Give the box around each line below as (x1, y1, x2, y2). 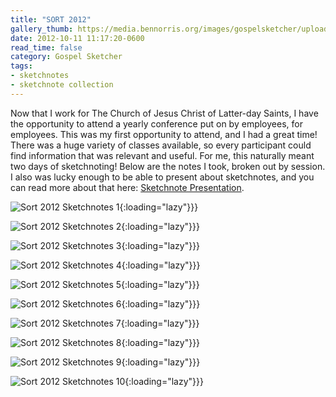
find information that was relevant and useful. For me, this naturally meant (10, 149, 315, 161)
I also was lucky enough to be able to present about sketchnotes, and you (10, 171, 315, 183)
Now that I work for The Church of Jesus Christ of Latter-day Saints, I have (10, 107, 319, 119)
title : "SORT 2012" (10, 14, 92, 25)
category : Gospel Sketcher (10, 52, 123, 62)
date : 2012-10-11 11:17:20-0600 (10, 33, 145, 43)
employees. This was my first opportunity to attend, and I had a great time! (10, 128, 318, 140)
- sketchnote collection (10, 80, 114, 90)
